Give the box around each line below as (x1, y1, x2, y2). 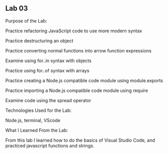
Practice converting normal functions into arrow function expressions (5, 47, 152, 53)
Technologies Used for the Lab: (5, 107, 72, 113)
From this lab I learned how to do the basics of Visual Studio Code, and (5, 137, 155, 143)
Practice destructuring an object (5, 37, 74, 44)
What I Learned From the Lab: (5, 127, 68, 133)
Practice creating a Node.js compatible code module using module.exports (5, 77, 163, 84)
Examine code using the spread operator (5, 97, 91, 103)
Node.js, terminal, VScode (5, 117, 60, 123)
